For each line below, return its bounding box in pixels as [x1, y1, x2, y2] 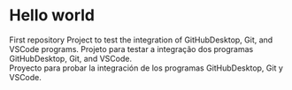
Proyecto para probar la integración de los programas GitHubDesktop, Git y [9, 63, 283, 73]
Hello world [9, 5, 96, 26]
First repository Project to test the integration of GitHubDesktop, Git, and [9, 34, 273, 45]
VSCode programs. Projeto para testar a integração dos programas [9, 43, 254, 54]
